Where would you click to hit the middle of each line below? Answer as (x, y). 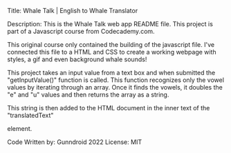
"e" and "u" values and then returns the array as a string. (88, 94)
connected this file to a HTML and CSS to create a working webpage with (112, 52)
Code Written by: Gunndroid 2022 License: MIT (75, 142)
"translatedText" (30, 115)
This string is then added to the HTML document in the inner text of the (109, 108)
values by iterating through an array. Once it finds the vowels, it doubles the (115, 87)
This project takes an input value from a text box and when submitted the (111, 73)
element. (20, 129)
